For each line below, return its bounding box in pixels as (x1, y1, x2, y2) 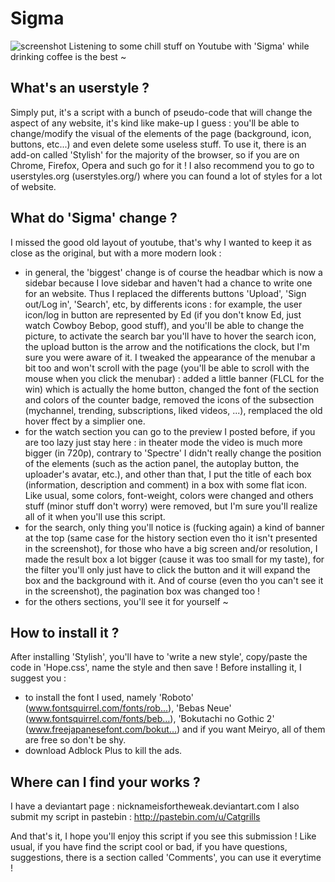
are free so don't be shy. (24, 734, 127, 746)
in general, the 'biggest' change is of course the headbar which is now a (24, 266, 323, 278)
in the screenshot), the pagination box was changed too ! (24, 585, 261, 597)
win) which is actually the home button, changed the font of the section (24, 383, 319, 395)
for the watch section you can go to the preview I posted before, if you (24, 425, 316, 437)
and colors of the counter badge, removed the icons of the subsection (24, 393, 315, 406)
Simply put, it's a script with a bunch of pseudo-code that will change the (10, 106, 313, 118)
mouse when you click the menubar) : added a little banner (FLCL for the (24, 372, 325, 384)
